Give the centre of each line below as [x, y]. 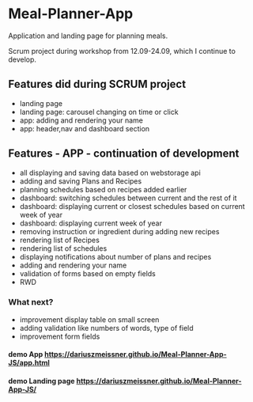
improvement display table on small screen [89, 319]
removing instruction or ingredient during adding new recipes [119, 231]
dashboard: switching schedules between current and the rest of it [128, 198]
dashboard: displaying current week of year [91, 223]
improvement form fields [60, 336]
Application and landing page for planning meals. [88, 36]
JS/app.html [29, 363]
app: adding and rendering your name [81, 120]
